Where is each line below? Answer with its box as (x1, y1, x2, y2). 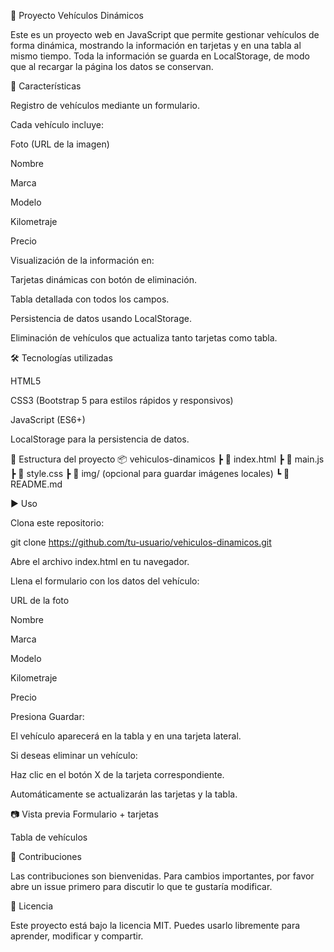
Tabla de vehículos (10, 831, 88, 843)
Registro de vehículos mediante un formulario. (10, 100, 200, 111)
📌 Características (10, 80, 82, 92)
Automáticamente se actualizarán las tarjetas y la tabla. (10, 788, 238, 800)
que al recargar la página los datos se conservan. (10, 61, 214, 72)
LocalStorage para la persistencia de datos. (10, 433, 190, 445)
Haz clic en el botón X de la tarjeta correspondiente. (10, 769, 225, 780)
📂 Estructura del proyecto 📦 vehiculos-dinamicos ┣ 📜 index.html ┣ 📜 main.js (10, 453, 325, 465)
